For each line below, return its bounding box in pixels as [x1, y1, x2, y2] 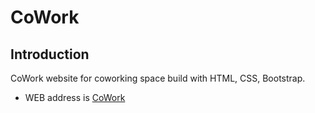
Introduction [10, 46, 90, 63]
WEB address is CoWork [24, 92, 126, 103]
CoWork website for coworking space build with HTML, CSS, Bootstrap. [10, 72, 306, 84]
